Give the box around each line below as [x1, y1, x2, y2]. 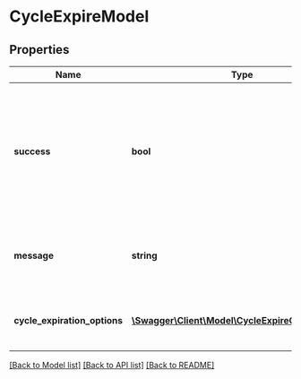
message [13, 249, 54, 262]
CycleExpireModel [9, 6, 150, 27]
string [131, 249, 159, 262]
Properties [9, 42, 70, 57]
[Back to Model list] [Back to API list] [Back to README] [9, 360, 215, 370]
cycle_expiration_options [13, 314, 124, 326]
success [13, 145, 51, 158]
